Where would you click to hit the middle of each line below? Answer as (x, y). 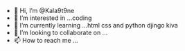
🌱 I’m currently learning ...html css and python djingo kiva (96, 25)
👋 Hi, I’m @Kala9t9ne (44, 11)
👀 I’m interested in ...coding (53, 18)
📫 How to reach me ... (46, 40)
